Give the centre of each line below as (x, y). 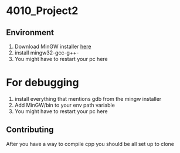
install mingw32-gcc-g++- (47, 53)
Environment (30, 33)
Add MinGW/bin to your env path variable (65, 105)
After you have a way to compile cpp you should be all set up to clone (90, 144)
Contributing (30, 130)
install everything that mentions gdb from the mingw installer (88, 98)
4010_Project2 (42, 11)
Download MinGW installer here (53, 46)
